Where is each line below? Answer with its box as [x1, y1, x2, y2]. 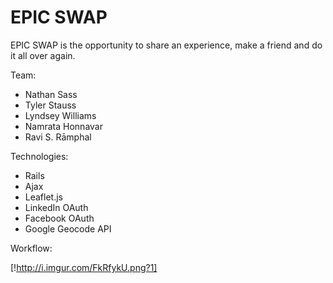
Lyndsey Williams [24, 109, 97, 121]
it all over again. [10, 49, 76, 61]
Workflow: [10, 242, 53, 254]
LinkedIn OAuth [24, 201, 89, 213]
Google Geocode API [24, 222, 112, 235]
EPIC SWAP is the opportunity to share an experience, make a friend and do [10, 39, 323, 51]
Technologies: [10, 150, 69, 162]
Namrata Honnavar [24, 120, 103, 132]
